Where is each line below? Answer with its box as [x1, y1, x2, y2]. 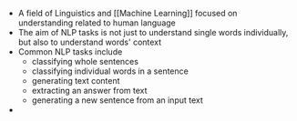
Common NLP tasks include [17, 46, 123, 57]
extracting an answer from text [31, 86, 148, 96]
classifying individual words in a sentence [31, 66, 189, 76]
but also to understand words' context [17, 36, 162, 47]
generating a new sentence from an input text [31, 95, 203, 106]
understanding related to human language [17, 17, 176, 28]
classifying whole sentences [31, 56, 139, 66]
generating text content [31, 76, 120, 86]
